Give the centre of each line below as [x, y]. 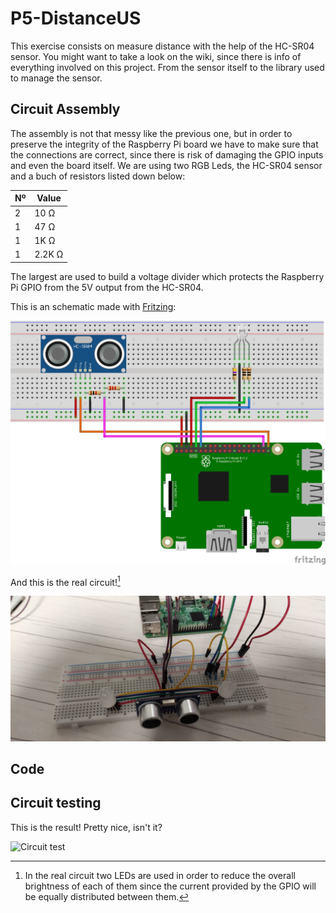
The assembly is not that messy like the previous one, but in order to [151, 133]
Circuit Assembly [65, 109]
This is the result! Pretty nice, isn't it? [86, 827]
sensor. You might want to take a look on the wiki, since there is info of [156, 56]
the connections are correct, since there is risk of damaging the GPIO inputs [167, 154]
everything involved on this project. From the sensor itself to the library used [167, 67]
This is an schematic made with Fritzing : [93, 306]
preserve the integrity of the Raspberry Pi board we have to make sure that [164, 144]
